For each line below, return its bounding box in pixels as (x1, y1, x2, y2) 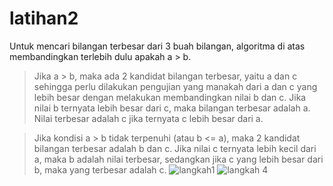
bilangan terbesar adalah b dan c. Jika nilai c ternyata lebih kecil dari (33, 142, 317, 154)
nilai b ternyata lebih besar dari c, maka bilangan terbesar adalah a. (33, 102, 311, 114)
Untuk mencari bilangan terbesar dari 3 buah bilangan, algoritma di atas (9, 40, 306, 52)
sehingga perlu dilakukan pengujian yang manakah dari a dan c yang (33, 80, 318, 92)
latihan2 (9, 7, 79, 30)
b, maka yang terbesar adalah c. (33, 163, 167, 176)
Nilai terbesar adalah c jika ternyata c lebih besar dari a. (33, 112, 264, 124)
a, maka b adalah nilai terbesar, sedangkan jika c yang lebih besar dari (33, 153, 324, 165)
